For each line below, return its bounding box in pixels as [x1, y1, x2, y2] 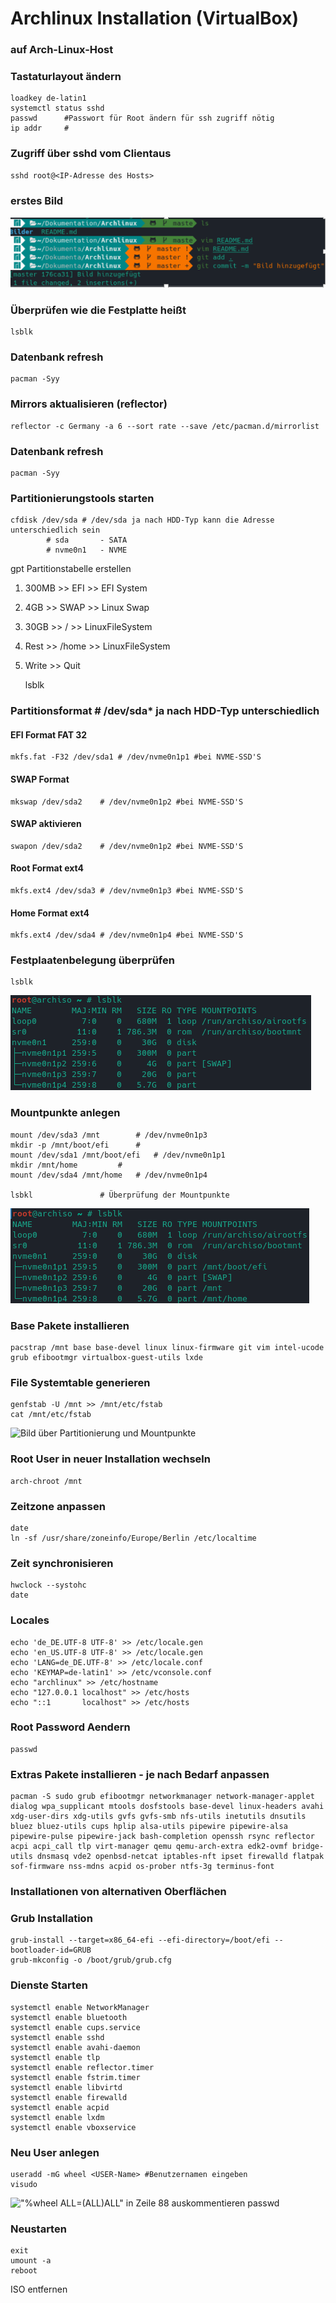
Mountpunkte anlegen [10, 1106, 121, 1120]
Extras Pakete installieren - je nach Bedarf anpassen [10, 1767, 270, 1781]
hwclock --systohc [10, 1580, 87, 1591]
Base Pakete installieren [10, 1318, 130, 1332]
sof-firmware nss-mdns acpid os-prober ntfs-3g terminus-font [10, 1862, 275, 1872]
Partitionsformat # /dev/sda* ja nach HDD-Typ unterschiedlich [10, 704, 320, 718]
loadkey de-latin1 [10, 93, 87, 104]
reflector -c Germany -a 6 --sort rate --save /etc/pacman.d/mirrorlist [10, 421, 320, 431]
